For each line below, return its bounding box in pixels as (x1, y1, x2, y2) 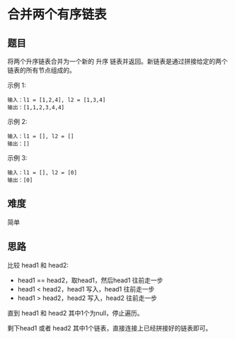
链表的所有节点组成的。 (7, 66, 76, 74)
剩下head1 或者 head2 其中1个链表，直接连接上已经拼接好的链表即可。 (7, 323, 212, 332)
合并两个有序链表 (7, 6, 108, 23)
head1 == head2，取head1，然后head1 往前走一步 (17, 276, 164, 284)
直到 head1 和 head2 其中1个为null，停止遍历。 (7, 309, 144, 317)
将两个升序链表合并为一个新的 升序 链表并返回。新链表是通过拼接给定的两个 (7, 57, 228, 65)
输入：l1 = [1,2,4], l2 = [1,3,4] (7, 96, 106, 104)
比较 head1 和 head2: (7, 260, 69, 269)
